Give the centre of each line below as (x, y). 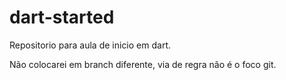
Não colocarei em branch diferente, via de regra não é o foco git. (143, 64)
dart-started (62, 17)
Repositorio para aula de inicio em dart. (90, 45)
